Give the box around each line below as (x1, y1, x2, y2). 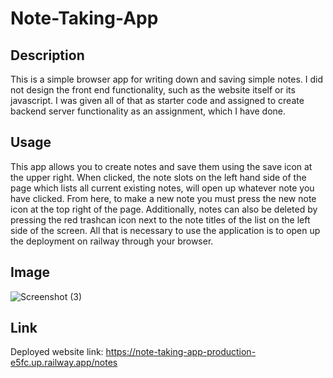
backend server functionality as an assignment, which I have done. (10, 105, 287, 117)
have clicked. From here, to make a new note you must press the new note (10, 192, 317, 204)
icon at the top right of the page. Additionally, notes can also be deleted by (10, 203, 318, 215)
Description (10, 47, 85, 64)
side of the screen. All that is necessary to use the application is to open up (10, 224, 321, 236)
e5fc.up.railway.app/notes (10, 357, 118, 369)
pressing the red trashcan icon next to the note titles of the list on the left (10, 213, 311, 226)
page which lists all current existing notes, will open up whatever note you (10, 182, 315, 194)
